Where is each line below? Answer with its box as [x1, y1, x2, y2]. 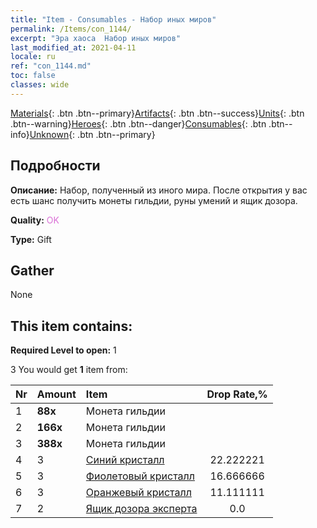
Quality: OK [10, 214, 60, 226]
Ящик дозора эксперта [85, 502, 198, 516]
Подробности [10, 157, 101, 175]
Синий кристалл [85, 453, 165, 467]
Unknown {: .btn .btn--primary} [29, 128, 156, 140]
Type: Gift [10, 233, 52, 245]
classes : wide [10, 80, 70, 90]
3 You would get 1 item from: [10, 364, 128, 376]
